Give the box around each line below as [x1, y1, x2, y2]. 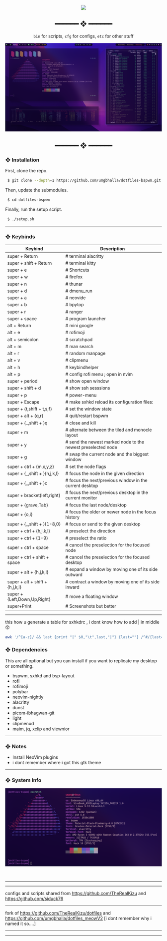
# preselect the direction [65, 528, 116, 534]
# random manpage [65, 350, 106, 357]
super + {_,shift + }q [7, 420, 48, 426]
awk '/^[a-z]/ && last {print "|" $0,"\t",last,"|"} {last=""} [5, 634, 139, 639]
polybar [12, 688, 28, 694]
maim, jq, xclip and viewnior [12, 726, 70, 732]
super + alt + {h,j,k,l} [7, 569, 49, 575]
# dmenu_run [65, 288, 93, 294]
